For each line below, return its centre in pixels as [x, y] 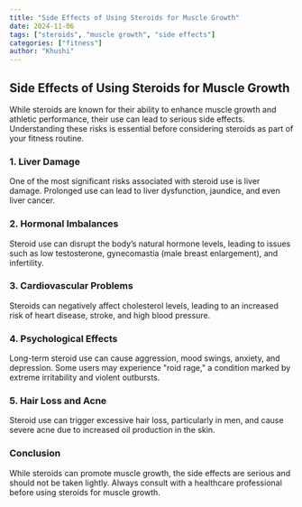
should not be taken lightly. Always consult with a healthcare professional [146, 483]
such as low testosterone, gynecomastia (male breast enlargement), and [144, 253]
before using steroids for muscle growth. [85, 492]
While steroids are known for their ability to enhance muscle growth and [143, 109]
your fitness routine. [46, 138]
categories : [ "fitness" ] [56, 43]
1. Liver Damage [45, 161]
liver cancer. [32, 200]
